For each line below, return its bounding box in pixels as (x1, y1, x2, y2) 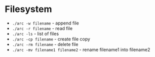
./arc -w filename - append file (12, 20, 79, 26)
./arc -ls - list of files (12, 30, 59, 36)
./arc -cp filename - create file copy (12, 36, 91, 42)
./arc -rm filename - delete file (12, 41, 79, 47)
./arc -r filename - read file (12, 25, 73, 31)
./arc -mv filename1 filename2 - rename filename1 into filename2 (12, 46, 150, 52)
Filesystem (5, 3, 52, 15)
